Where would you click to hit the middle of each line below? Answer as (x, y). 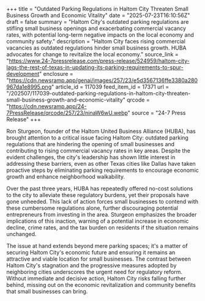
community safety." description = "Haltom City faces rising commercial (96, 41)
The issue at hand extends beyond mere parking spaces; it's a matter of (97, 246)
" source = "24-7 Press (157, 113)
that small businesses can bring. (47, 291)
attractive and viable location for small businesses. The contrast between (99, 259)
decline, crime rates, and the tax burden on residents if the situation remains (102, 228)
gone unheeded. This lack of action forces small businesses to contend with (102, 202)
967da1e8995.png (29, 87)
